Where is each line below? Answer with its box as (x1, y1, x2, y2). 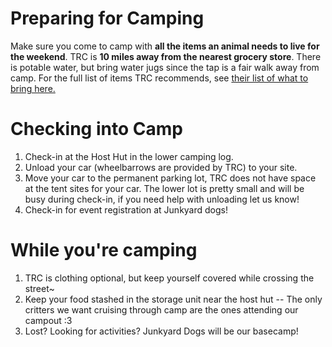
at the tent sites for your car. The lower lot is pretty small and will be (24, 182, 305, 194)
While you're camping (10, 239, 198, 262)
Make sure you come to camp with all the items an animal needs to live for (10, 40, 320, 52)
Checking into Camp (10, 118, 183, 141)
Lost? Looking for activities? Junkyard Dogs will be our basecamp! (24, 325, 299, 337)
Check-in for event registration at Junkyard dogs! (24, 203, 228, 216)
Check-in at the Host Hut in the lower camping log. (24, 150, 234, 162)
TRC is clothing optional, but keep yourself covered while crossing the (24, 272, 315, 284)
